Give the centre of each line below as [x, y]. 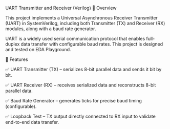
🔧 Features [17, 59]
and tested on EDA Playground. [38, 49]
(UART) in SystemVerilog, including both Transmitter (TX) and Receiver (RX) [85, 23]
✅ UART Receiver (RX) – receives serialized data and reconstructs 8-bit [81, 85]
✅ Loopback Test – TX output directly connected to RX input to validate [81, 116]
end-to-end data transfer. [32, 122]
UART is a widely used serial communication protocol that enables [75, 39]
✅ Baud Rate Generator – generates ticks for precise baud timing [74, 101]
